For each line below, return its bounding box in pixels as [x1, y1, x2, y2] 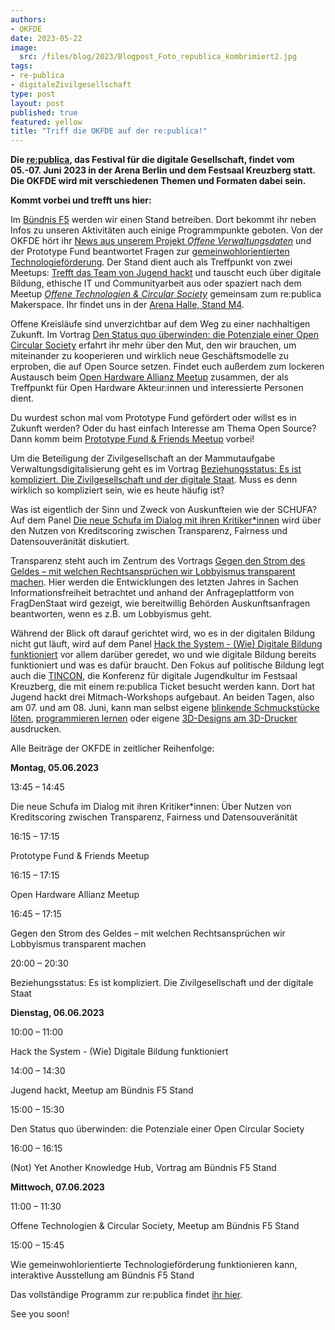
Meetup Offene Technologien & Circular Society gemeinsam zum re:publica [10, 288, 322, 300]
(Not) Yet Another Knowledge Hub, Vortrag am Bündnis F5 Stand [10, 1162, 277, 1174]
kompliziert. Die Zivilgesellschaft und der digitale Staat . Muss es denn [10, 474, 298, 486]
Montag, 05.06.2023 [10, 762, 100, 774]
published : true [10, 107, 78, 118]
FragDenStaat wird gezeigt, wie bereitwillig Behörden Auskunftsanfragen [10, 597, 311, 610]
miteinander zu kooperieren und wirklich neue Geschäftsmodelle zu [10, 350, 290, 362]
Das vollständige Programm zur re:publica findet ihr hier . [10, 1289, 243, 1301]
